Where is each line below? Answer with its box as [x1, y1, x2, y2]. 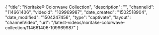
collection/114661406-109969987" [5, 25, 76, 31]
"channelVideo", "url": [5, 19, 51, 25]
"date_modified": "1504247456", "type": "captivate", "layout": [5, 15, 131, 20]
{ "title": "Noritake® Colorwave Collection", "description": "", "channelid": [5, 4, 155, 10]
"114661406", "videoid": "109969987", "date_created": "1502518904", [5, 9, 148, 15]
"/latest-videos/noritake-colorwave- [51, 19, 125, 25]
